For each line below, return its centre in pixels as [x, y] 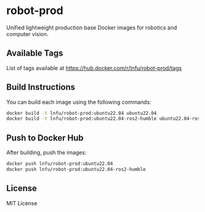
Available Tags [35, 53]
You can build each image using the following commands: [79, 102]
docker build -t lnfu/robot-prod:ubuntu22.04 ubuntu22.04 [81, 113]
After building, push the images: [46, 153]
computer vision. [27, 34]
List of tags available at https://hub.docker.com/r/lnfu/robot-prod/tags [94, 68]
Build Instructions [41, 87]
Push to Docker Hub [45, 138]
